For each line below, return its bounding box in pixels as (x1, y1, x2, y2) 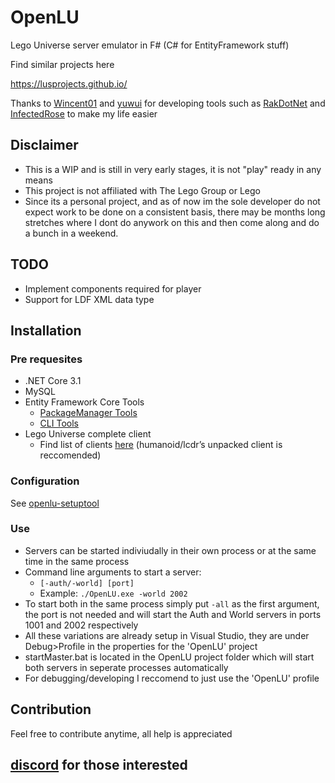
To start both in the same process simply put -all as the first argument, (24, 597, 320, 610)
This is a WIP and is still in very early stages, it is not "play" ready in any (24, 163, 322, 175)
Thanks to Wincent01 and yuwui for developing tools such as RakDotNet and (10, 97, 326, 109)
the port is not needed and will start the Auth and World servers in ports (24, 608, 322, 620)
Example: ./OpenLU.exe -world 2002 (39, 587, 188, 599)
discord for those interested (10, 757, 188, 774)
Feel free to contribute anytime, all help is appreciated (10, 727, 233, 740)
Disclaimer (10, 137, 79, 154)
